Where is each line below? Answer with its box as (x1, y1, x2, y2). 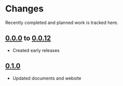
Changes (5, 3, 44, 14)
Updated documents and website (12, 75, 82, 81)
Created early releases (12, 47, 60, 53)
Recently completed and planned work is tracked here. (5, 19, 118, 25)
